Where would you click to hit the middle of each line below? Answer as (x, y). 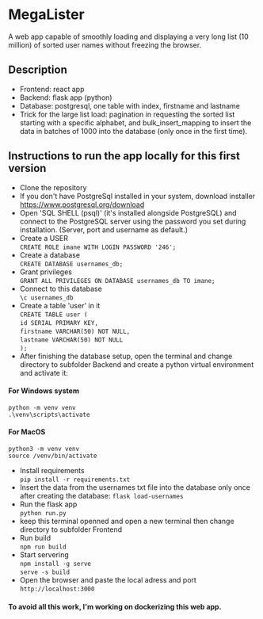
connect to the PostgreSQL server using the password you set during (133, 221)
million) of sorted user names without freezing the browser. (105, 44)
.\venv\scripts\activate (49, 415)
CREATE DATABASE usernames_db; (71, 264)
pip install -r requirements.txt (75, 480)
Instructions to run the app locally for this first (124, 156)
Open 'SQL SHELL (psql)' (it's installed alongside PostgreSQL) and (128, 212)
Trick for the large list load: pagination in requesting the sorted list (127, 114)
